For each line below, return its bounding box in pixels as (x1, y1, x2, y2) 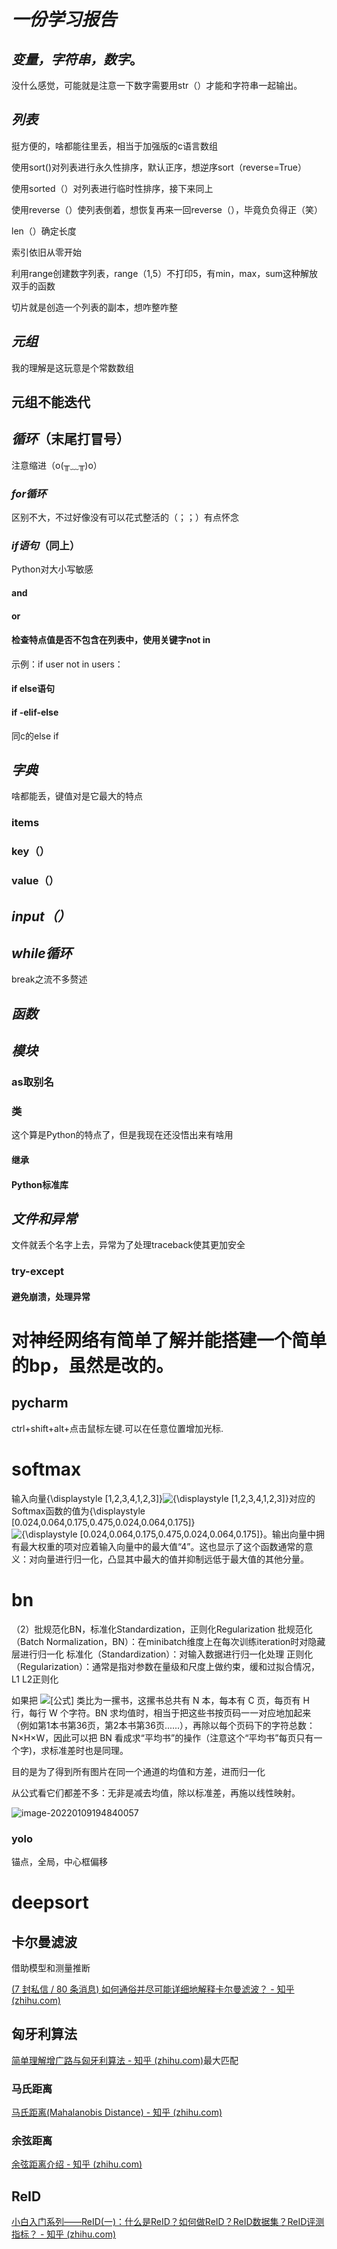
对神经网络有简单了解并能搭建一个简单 (11, 1330, 328, 1352)
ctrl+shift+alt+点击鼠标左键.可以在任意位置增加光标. (11, 1422, 224, 1434)
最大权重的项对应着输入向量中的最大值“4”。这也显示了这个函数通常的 (19, 1540, 305, 1552)
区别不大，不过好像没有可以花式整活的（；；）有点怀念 (11, 511, 239, 524)
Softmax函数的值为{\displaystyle (11, 1505, 146, 1517)
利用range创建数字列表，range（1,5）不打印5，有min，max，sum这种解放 (11, 267, 319, 279)
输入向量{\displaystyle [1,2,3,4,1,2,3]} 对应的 (11, 1492, 316, 1504)
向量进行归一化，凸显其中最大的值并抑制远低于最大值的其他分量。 (37, 1553, 309, 1565)
